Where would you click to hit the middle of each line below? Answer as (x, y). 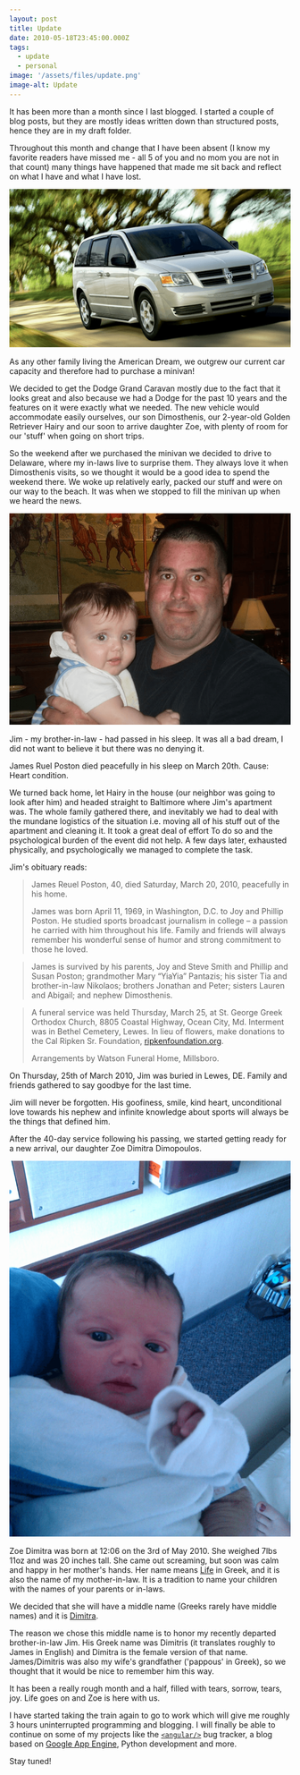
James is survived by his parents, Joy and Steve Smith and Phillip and (159, 967)
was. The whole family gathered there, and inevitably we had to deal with (144, 812)
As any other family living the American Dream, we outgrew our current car (147, 361)
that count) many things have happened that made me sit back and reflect (146, 166)
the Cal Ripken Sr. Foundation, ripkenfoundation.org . (127, 1041)
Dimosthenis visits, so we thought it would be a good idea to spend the (140, 472)
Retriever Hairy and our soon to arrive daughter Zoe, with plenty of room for (149, 427)
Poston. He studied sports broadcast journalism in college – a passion (159, 921)
